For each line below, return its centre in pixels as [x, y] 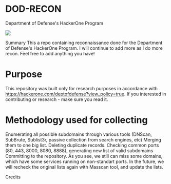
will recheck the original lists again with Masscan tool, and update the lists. [84, 167]
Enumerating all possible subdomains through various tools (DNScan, [79, 134]
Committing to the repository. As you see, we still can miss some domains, [84, 156]
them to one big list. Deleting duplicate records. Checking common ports [82, 145]
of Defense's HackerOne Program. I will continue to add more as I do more [84, 48]
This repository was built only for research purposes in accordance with [82, 88]
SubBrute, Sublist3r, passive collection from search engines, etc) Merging [83, 139]
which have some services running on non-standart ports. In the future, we [85, 161]
